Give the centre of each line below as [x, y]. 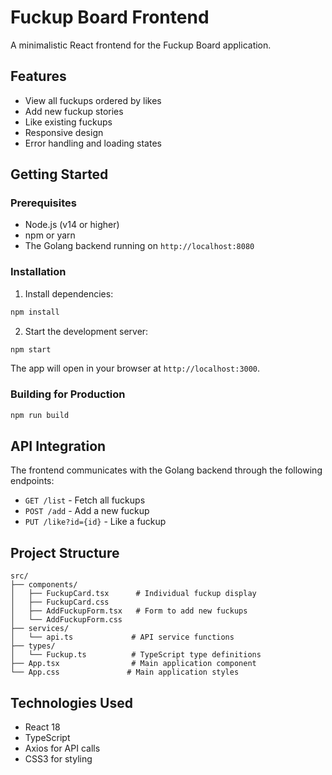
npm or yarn [50, 235]
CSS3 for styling [58, 759]
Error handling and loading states [93, 143]
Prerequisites [43, 203]
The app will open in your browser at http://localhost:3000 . [135, 368]
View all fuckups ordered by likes [93, 100]
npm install [35, 312]
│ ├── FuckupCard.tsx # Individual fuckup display [133, 594]
